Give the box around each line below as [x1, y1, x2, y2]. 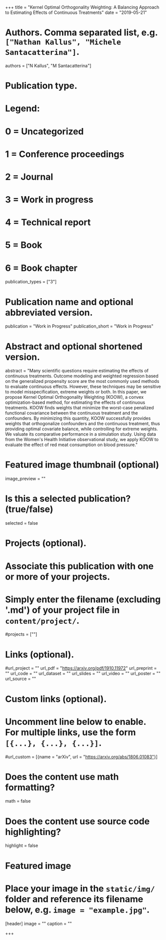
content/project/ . [5, 615, 80, 626]
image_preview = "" [5, 475, 46, 482]
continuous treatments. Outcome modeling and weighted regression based [5, 373, 159, 379]
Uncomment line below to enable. [5, 716, 147, 727]
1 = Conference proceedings [5, 148, 124, 160]
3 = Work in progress [5, 194, 93, 206]
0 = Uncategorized [5, 125, 84, 137]
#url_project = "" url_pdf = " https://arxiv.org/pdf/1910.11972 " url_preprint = [5, 665, 157, 671]
